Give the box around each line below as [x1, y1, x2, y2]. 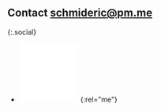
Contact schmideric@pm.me [7, 6, 153, 20]
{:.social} [7, 27, 37, 36]
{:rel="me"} [80, 94, 118, 104]
